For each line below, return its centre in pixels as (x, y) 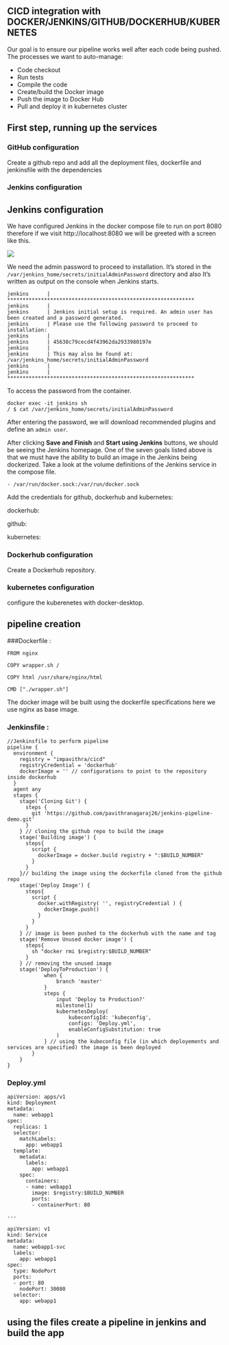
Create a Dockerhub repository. (51, 570)
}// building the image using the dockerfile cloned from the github (121, 873)
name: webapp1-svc (40, 1247)
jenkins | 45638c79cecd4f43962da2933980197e (80, 342)
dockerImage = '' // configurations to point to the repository (113, 771)
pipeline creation (44, 624)
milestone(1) (75, 1005)
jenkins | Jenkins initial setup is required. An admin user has (110, 312)
